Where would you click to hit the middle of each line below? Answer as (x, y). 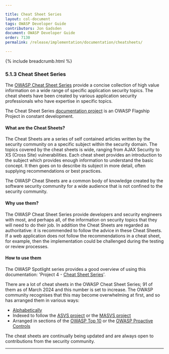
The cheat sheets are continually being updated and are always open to (79, 336)
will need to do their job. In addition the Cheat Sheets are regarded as (77, 225)
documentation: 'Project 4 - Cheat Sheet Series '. (55, 274)
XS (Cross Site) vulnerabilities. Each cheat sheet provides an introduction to (84, 155)
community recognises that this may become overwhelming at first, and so (82, 295)
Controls (21, 326)
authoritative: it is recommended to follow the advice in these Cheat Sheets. (84, 230)
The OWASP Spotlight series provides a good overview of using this (75, 269)
